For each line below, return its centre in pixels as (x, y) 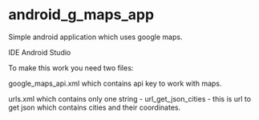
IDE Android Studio (40, 52)
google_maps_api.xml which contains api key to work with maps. (115, 83)
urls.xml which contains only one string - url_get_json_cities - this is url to (129, 98)
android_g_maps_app (81, 15)
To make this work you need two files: (71, 68)
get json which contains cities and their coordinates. (95, 107)
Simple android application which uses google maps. (95, 37)
